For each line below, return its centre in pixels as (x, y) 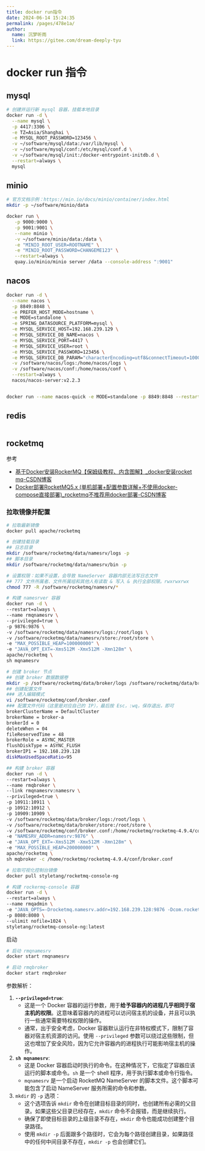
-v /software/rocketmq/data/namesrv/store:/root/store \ (80, 638)
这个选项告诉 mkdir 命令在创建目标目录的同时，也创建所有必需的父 (107, 1104)
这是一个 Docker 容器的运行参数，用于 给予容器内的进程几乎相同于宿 (110, 1005)
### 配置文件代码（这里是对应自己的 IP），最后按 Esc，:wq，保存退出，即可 (90, 706)
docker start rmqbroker (37, 974)
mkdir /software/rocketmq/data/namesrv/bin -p (67, 564)
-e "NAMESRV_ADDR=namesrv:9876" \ (50, 836)
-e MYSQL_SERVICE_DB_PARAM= (48, 358)
